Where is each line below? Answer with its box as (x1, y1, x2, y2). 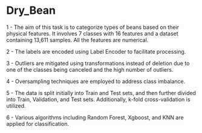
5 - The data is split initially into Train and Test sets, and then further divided (6, 89, 197, 96)
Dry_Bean (6, 4, 56, 17)
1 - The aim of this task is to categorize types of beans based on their (6, 23, 180, 31)
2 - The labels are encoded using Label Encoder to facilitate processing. (6, 48, 186, 55)
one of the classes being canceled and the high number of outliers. (6, 66, 174, 73)
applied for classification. (6, 120, 70, 127)
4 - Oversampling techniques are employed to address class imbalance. (6, 78, 186, 85)
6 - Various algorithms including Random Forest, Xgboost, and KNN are (6, 114, 184, 121)
